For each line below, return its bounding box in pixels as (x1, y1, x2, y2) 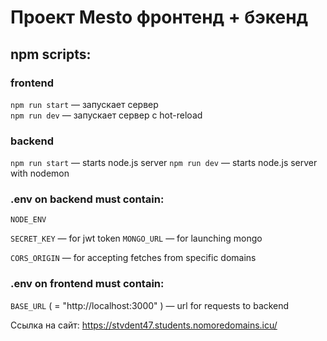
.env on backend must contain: (10, 192, 165, 206)
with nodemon (10, 167, 70, 180)
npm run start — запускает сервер (10, 98, 159, 110)
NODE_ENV (10, 215, 47, 225)
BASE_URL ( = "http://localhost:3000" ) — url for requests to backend (10, 299, 290, 311)
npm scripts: (10, 46, 92, 63)
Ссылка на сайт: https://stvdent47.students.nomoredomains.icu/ (10, 319, 278, 331)
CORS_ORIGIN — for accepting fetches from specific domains (10, 252, 257, 264)
